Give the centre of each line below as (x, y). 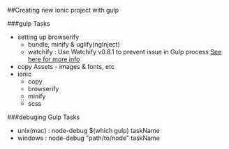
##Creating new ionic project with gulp (63, 10)
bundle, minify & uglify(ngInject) (74, 44)
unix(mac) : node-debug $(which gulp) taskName (88, 131)
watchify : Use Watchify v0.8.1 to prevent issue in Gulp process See (125, 52)
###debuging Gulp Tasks (44, 117)
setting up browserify (48, 37)
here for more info (54, 59)
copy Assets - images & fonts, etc (66, 66)
